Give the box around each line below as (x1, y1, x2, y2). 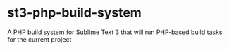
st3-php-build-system (7, 5, 142, 21)
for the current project (7, 35, 72, 43)
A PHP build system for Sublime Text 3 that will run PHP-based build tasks (7, 28, 223, 36)
